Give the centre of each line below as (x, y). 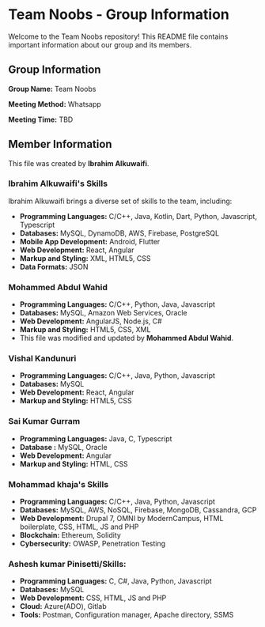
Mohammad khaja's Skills (59, 484)
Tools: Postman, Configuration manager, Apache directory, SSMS (127, 615)
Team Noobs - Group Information (119, 15)
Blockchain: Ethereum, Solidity (70, 535)
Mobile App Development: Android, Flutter (90, 241)
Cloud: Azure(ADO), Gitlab (63, 606)
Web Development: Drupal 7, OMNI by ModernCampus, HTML (121, 519)
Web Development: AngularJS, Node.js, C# (91, 321)
